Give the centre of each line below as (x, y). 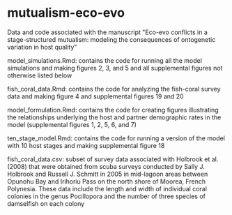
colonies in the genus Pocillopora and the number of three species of (106, 196)
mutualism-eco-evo (66, 13)
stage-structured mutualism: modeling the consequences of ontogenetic (111, 39)
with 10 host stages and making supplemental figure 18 (86, 145)
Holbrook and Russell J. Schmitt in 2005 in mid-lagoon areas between (108, 174)
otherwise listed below (40, 75)
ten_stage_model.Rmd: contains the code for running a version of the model (116, 138)
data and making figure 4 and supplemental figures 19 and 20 (95, 96)
